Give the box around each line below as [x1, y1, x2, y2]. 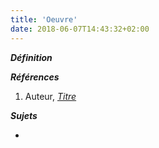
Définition [10, 51, 53, 63]
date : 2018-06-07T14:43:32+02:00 [10, 24, 150, 34]
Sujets [10, 109, 38, 121]
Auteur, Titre [24, 90, 77, 102]
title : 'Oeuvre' [10, 14, 78, 25]
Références [10, 71, 60, 83]
